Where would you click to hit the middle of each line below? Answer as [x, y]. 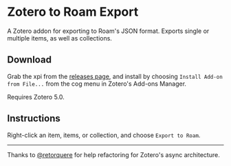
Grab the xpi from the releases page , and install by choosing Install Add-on [115, 76]
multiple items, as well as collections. [59, 38]
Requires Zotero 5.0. [36, 97]
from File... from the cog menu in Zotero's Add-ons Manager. [97, 84]
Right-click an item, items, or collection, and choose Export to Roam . [104, 135]
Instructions [34, 118]
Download [29, 60]
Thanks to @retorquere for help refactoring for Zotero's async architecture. [113, 154]
